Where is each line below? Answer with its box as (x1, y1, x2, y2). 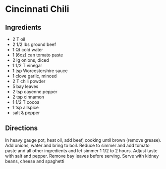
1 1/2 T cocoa (12, 99, 40, 105)
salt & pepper (12, 110, 40, 116)
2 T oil (12, 36, 26, 42)
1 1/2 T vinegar (12, 63, 43, 68)
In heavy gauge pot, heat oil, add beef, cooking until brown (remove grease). (5, 137, 162, 143)
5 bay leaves (12, 84, 39, 89)
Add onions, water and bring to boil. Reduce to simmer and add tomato (5, 142, 150, 148)
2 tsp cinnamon (12, 94, 45, 100)
